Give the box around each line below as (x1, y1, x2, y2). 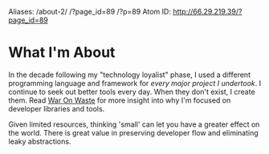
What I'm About (8, 43, 116, 62)
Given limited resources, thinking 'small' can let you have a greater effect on (8, 120, 260, 129)
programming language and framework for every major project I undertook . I (8, 78, 262, 87)
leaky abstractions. (8, 136, 71, 146)
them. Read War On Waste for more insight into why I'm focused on (8, 95, 231, 105)
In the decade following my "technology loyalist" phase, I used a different (8, 70, 251, 79)
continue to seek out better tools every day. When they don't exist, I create (8, 87, 255, 96)
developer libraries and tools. (8, 103, 105, 113)
